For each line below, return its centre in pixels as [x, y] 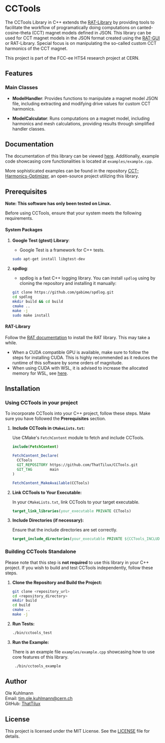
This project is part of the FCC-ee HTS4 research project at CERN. [72, 58]
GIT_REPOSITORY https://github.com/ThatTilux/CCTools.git [77, 465]
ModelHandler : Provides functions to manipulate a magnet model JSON [85, 98]
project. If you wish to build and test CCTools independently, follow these [79, 567]
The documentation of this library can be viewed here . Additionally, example [82, 156]
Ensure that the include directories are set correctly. [65, 530]
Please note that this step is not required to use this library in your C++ [77, 562]
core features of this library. [40, 657]
